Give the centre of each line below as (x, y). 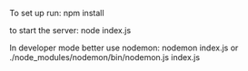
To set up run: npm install (57, 13)
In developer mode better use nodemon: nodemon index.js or (124, 48)
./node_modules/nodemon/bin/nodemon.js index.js (105, 57)
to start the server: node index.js (70, 30)
